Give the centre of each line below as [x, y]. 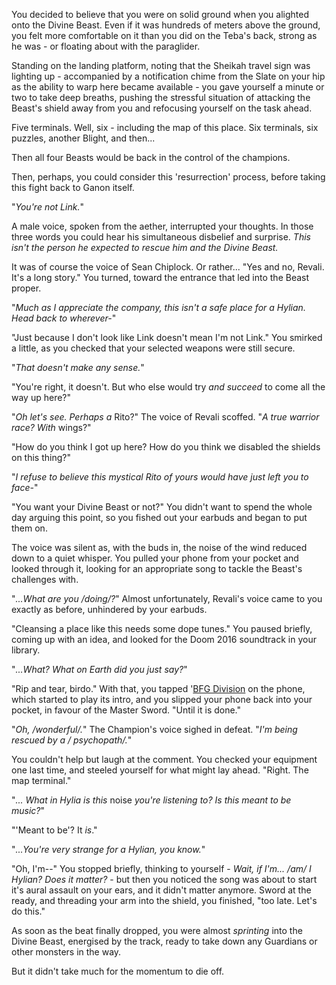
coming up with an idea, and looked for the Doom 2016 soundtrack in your [164, 639]
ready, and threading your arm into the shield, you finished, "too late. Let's [164, 900]
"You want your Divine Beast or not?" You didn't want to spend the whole [162, 507]
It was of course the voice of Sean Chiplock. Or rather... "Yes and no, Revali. [168, 267]
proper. [26, 288]
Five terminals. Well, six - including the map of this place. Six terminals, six [165, 127]
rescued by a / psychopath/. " [72, 740]
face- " [25, 487]
